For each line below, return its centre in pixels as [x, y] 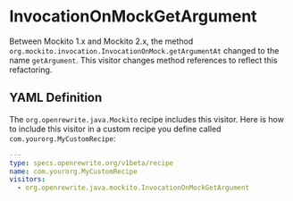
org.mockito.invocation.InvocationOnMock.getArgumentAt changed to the [144, 50]
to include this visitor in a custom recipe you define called [115, 129]
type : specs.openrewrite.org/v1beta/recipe [92, 163]
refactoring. [31, 70]
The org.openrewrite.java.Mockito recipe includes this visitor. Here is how [146, 119]
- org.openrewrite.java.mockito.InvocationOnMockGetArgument [134, 188]
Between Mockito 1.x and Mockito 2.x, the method [101, 41]
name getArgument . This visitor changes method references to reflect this [143, 60]
